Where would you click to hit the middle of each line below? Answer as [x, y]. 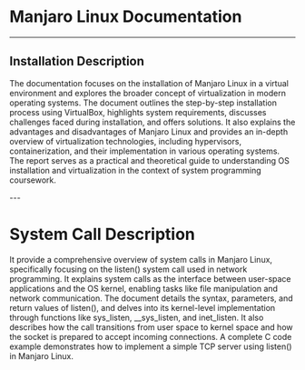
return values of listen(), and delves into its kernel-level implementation [143, 307]
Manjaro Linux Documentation [126, 17]
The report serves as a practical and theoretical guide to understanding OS [150, 160]
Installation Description [77, 61]
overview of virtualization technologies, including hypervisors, [126, 141]
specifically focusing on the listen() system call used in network [128, 269]
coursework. [33, 180]
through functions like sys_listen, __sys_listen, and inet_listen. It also [137, 317]
